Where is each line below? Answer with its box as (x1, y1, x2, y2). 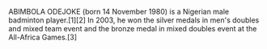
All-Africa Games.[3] (8, 32, 77, 42)
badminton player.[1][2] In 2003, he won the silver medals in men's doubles (8, 15, 260, 25)
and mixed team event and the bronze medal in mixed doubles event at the (8, 24, 257, 33)
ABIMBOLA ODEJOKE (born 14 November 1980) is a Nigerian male (8, 7, 230, 16)
